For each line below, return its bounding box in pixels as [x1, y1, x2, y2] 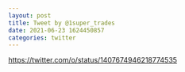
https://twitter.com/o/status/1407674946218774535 [8, 55, 177, 65]
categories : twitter [8, 33, 77, 42]
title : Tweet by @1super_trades [8, 19, 115, 27]
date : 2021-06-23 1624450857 [8, 26, 105, 34]
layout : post [8, 11, 52, 20]
